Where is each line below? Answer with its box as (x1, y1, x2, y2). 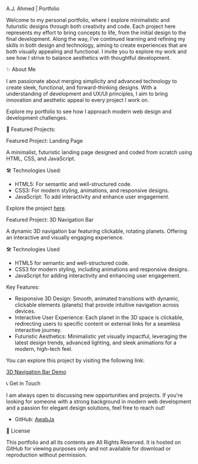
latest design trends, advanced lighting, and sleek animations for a (14, 339, 177, 346)
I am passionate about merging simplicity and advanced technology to (6, 78, 177, 85)
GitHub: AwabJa (14, 416, 54, 423)
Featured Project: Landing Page (6, 137, 83, 144)
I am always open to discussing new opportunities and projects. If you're (6, 392, 183, 399)
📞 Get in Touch (6, 380, 41, 387)
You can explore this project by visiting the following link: (6, 357, 145, 364)
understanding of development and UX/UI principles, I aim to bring (6, 90, 168, 97)
